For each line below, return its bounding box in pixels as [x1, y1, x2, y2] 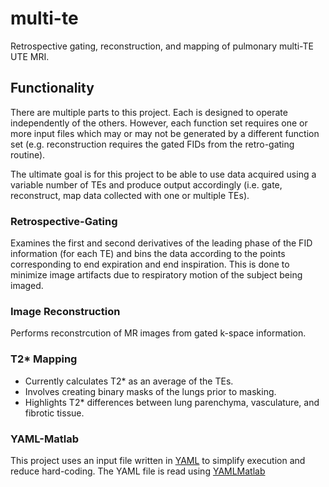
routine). [10, 148, 46, 161]
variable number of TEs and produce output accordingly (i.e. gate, [10, 178, 283, 191]
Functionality [10, 80, 95, 97]
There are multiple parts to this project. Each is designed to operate [10, 106, 288, 118]
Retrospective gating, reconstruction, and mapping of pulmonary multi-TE [10, 40, 314, 52]
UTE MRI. [10, 50, 50, 62]
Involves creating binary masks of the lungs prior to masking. [24, 385, 277, 397]
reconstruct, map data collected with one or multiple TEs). [10, 189, 250, 201]
